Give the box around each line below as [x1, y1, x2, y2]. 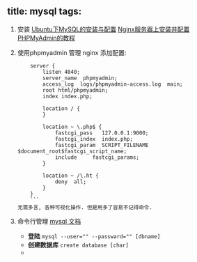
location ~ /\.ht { [42, 172, 99, 179]
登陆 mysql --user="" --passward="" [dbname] [27, 231, 161, 240]
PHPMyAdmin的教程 [17, 33, 75, 42]
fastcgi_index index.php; [54, 135, 134, 142]
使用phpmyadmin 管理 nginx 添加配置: [17, 48, 127, 56]
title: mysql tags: [7, 6, 82, 17]
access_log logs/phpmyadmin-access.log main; [42, 80, 183, 88]
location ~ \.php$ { [42, 123, 102, 130]
